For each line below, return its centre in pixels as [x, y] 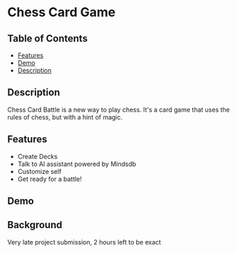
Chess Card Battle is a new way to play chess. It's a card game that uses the [118, 110]
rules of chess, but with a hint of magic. [65, 117]
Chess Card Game [62, 12]
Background [35, 225]
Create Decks [37, 156]
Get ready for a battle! [50, 179]
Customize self [39, 171]
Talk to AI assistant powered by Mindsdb [77, 164]
